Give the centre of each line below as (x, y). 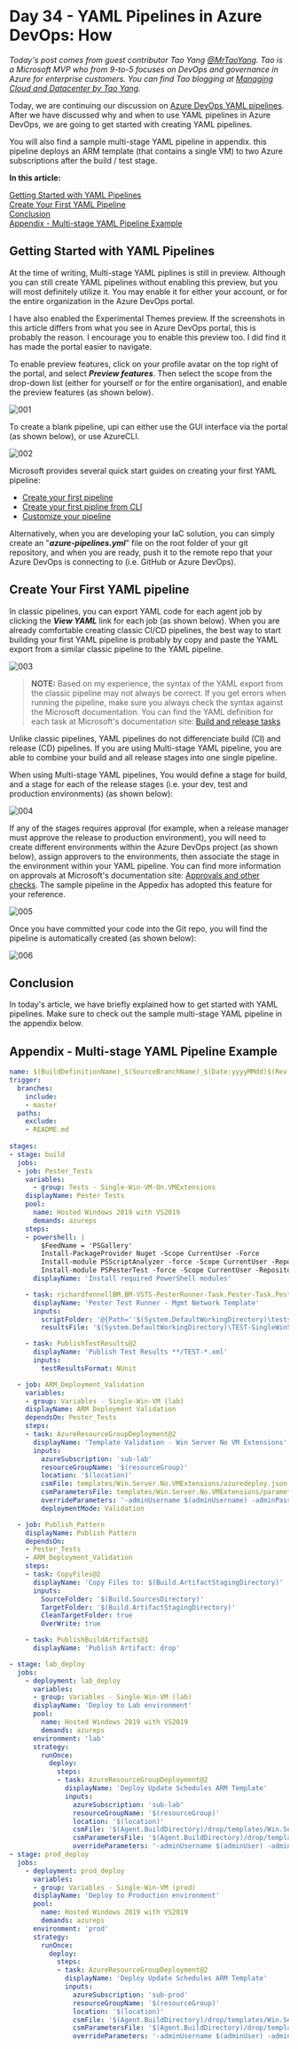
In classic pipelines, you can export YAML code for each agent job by (136, 611)
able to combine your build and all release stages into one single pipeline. (143, 757)
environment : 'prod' (71, 1928)
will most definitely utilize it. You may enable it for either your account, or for (149, 292)
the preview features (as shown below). (81, 392)
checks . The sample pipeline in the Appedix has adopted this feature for (141, 884)
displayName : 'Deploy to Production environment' (126, 1896)
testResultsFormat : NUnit (89, 1368)
